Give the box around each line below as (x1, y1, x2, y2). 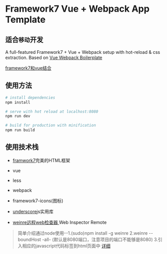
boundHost (17, 236, 41, 242)
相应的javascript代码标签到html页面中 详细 (22, 242, 111, 249)
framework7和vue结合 (5, 65, 52, 71)
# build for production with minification (5, 123, 96, 128)
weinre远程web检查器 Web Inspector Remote (12, 219, 107, 225)
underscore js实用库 (12, 208, 54, 214)
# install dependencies (5, 95, 56, 100)
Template (5, 14, 46, 25)
